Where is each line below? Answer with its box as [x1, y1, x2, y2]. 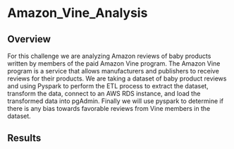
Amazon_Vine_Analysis [7, 5, 148, 21]
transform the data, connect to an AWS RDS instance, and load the [7, 90, 201, 97]
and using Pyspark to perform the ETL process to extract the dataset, [7, 82, 209, 90]
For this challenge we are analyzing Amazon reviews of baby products [7, 52, 211, 60]
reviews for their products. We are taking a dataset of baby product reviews [7, 74, 227, 83]
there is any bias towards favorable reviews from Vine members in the [7, 105, 211, 112]
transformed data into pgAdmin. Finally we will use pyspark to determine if [7, 97, 224, 105]
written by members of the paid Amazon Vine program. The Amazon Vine [7, 59, 221, 68]
